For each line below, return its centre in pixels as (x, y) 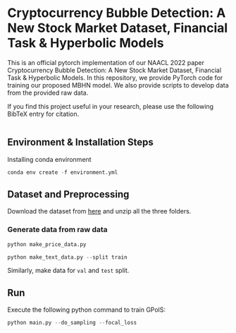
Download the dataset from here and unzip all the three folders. (99, 211)
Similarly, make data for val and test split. (68, 271)
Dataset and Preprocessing (68, 195)
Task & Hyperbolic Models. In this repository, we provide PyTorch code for (115, 77)
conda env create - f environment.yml (63, 172)
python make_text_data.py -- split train (68, 257)
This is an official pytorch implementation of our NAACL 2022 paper (106, 62)
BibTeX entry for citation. (43, 114)
